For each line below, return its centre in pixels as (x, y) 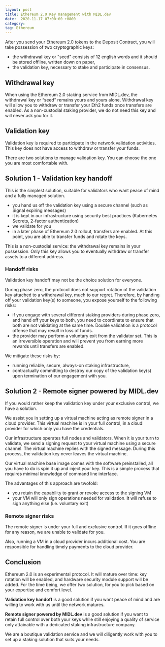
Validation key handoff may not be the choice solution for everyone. (74, 280)
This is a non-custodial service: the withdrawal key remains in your (73, 246)
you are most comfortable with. (37, 163)
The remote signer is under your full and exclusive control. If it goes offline (81, 527)
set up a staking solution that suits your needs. (52, 639)
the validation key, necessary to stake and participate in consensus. (81, 68)
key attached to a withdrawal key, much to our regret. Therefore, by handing (82, 295)
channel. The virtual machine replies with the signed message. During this (80, 448)
